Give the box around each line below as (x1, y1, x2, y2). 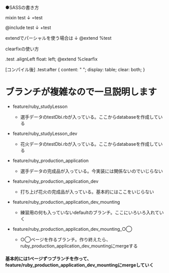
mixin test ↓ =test (5, 15, 43, 20)
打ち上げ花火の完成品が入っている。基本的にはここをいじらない (20, 188, 154, 195)
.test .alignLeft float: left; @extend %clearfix (5, 56, 98, 62)
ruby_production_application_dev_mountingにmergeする (20, 242, 138, 249)
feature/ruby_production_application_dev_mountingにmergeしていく (5, 262, 154, 268)
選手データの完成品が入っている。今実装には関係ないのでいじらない (20, 168, 163, 174)
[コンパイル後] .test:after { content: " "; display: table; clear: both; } (5, 67, 145, 72)
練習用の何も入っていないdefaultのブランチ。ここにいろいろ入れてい (20, 209, 164, 215)
